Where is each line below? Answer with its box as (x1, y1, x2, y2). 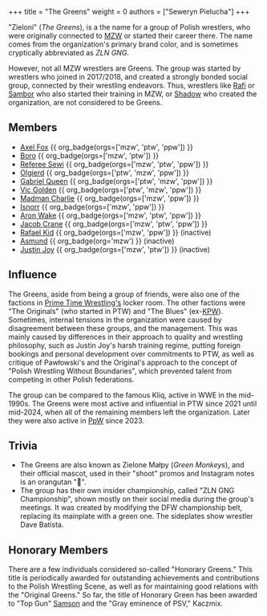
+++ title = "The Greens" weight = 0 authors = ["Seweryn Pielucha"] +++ (8, 7, 250, 16)
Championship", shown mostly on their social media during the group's (19, 494, 254, 504)
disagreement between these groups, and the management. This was (8, 323, 238, 332)
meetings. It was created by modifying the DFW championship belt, (19, 503, 243, 512)
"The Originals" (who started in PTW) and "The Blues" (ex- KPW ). (8, 306, 224, 316)
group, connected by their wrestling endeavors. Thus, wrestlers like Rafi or (8, 80, 255, 90)
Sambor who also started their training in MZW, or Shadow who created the (8, 89, 257, 99)
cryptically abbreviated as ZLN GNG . (8, 48, 130, 57)
